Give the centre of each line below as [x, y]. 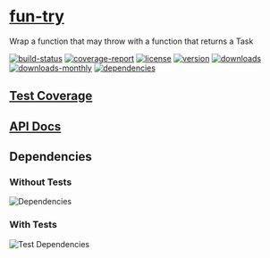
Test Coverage [51, 96]
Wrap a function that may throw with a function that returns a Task [131, 41]
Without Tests [41, 182]
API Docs [35, 126]
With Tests [34, 225]
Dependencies [51, 157]
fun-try [37, 17]
